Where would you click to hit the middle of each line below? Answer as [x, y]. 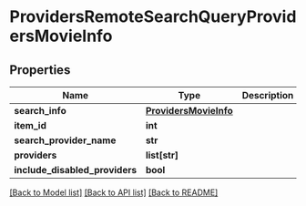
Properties [40, 70]
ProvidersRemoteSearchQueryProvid [153, 17]
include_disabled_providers [76, 170]
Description [268, 95]
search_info [40, 111]
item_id [31, 125]
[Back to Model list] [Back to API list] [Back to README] [114, 192]
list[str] [162, 155]
